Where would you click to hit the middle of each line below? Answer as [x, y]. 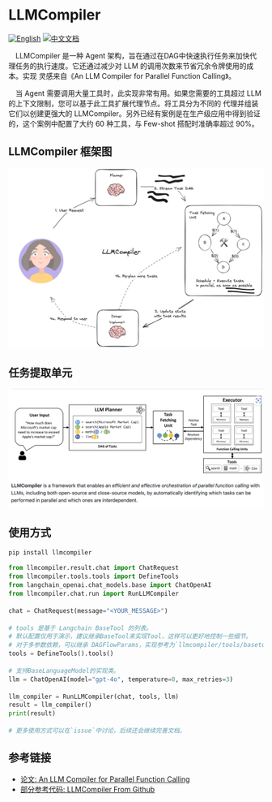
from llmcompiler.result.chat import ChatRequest [94, 568]
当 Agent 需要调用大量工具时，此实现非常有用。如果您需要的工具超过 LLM [138, 93]
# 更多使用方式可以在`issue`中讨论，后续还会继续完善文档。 [97, 731]
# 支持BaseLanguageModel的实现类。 [64, 670]
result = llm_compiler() [50, 705]
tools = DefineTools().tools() [61, 654]
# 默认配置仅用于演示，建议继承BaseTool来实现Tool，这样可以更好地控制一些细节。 [130, 636]
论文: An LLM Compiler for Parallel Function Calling [105, 779]
